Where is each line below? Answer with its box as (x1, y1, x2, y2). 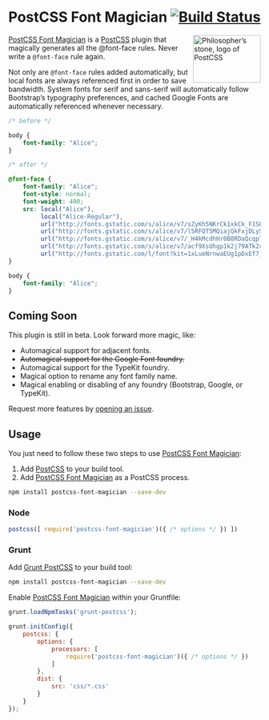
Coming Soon (8, 309, 78, 323)
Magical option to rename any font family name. (19, 372, 178, 381)
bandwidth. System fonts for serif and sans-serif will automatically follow (8, 84, 250, 94)
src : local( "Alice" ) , (22, 205, 94, 213)
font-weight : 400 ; (22, 197, 84, 205)
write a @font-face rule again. (8, 51, 106, 61)
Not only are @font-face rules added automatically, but (8, 67, 188, 76)
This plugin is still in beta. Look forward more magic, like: (8, 330, 196, 340)
